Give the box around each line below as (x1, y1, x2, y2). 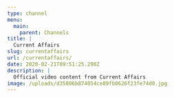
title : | (7, 36, 32, 42)
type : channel (7, 10, 48, 17)
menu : (7, 16, 23, 23)
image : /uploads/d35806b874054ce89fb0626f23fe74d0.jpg (7, 80, 168, 87)
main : (13, 23, 30, 29)
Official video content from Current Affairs (13, 73, 146, 81)
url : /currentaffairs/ (7, 55, 72, 61)
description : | (7, 67, 51, 74)
